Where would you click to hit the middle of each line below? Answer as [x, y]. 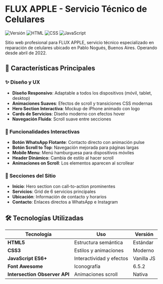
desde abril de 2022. [26, 53]
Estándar [143, 242]
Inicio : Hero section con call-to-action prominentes [64, 187]
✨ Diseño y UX [23, 82]
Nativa [140, 274]
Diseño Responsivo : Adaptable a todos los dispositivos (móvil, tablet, [82, 93]
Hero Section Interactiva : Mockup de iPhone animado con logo [76, 108]
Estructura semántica [99, 242]
